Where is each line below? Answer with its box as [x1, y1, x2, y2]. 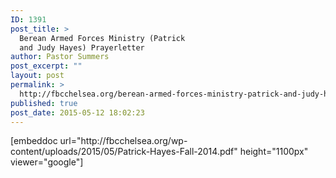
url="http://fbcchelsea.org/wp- [59, 135, 188, 147]
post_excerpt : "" [10, 61, 83, 71]
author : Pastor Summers [10, 52, 110, 62]
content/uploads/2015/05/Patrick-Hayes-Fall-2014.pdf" [10, 146, 238, 158]
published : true [10, 98, 78, 108]
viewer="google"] [10, 156, 84, 168]
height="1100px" [239, 146, 309, 158]
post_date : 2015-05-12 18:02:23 [10, 107, 145, 118]
